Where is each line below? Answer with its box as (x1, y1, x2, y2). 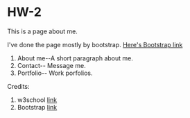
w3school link (17, 95, 58, 104)
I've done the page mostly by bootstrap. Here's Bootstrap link (7, 40, 183, 49)
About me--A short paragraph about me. (17, 53, 134, 62)
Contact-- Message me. (17, 61, 86, 69)
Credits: (7, 82, 30, 90)
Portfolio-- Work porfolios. (17, 69, 93, 77)
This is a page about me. (7, 27, 78, 35)
